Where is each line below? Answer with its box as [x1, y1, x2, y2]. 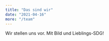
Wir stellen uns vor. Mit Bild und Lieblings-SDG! [5, 30, 104, 36]
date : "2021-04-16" [5, 12, 47, 17]
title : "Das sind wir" [5, 7, 53, 12]
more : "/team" [5, 16, 35, 21]
